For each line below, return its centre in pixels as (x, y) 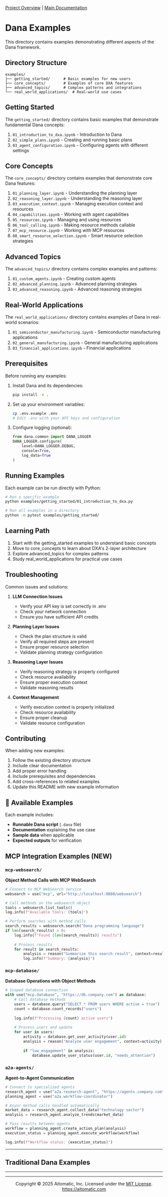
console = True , (36, 451)
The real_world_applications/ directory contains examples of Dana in (77, 317)
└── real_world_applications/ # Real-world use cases (63, 92)
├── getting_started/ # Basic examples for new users (68, 79)
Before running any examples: (36, 376)
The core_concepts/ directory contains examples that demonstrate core (79, 178)
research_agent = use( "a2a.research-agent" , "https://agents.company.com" (85, 1092)
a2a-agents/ (20, 1068)
